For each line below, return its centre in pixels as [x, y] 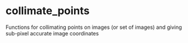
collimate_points [48, 11]
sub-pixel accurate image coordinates [52, 33]
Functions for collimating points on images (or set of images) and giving [94, 27]
